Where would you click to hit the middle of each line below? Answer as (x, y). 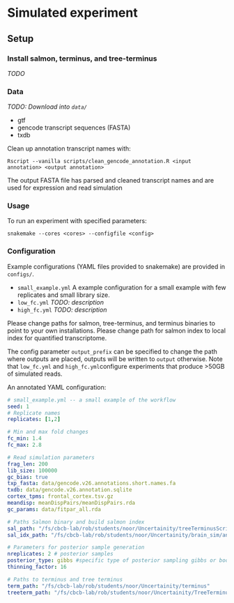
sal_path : (22, 528)
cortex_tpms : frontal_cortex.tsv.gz (60, 496)
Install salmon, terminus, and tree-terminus (82, 59)
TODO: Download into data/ (47, 107)
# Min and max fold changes (48, 432)
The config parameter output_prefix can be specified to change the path (112, 351)
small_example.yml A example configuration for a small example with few (122, 287)
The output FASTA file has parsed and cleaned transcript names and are (111, 181)
